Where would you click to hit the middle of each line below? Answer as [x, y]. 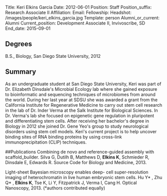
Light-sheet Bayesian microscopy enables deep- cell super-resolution [77, 172]
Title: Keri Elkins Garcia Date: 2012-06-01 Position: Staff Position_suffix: [79, 7]
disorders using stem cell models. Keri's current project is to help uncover [81, 131]
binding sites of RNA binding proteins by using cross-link [64, 137]
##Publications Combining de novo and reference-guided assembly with [80, 152]
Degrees [19, 44]
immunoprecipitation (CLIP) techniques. [46, 142]
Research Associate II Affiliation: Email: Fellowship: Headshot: [68, 12]
